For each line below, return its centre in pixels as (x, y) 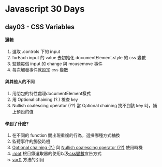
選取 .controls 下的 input (36, 51)
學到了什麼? (17, 124)
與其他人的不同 (20, 82)
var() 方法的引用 (28, 160)
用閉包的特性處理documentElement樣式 (51, 93)
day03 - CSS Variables (40, 27)
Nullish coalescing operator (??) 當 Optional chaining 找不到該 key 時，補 (84, 105)
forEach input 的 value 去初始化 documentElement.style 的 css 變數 (79, 57)
